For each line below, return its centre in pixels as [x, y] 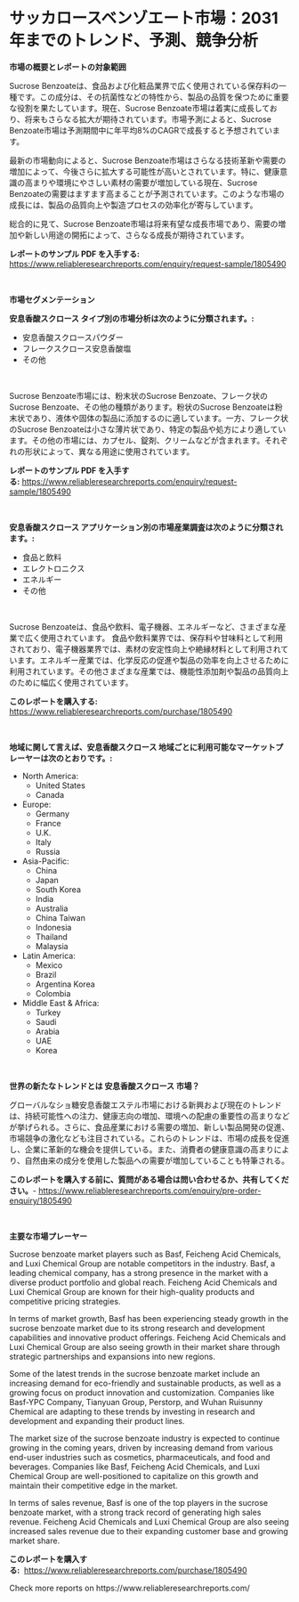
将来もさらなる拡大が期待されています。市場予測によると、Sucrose [148, 119]
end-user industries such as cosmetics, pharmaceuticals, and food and [140, 1457]
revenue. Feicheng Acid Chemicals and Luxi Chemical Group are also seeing [149, 1521]
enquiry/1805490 [41, 1200]
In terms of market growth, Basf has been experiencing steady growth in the [149, 1318]
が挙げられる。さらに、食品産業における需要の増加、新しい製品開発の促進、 [149, 1126]
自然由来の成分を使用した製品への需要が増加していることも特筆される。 [157, 1160]
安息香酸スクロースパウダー [73, 337]
